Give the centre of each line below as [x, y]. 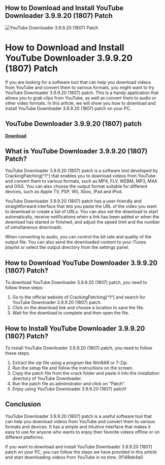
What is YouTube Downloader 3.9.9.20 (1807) [76, 151]
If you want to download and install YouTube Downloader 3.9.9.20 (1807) [79, 447]
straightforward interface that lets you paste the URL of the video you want [81, 206]
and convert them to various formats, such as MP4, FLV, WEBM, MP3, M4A [81, 181]
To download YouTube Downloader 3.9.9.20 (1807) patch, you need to [76, 282]
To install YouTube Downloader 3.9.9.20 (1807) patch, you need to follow [79, 348]
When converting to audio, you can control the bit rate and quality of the [78, 237]
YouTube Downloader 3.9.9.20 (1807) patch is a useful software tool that [79, 416]
